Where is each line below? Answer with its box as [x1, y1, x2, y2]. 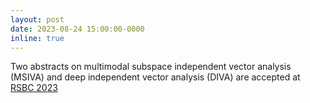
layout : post [10, 14, 65, 25]
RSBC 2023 [10, 82, 58, 94]
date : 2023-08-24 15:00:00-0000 [10, 24, 145, 34]
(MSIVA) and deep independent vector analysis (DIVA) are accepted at [10, 71, 301, 83]
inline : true [10, 33, 65, 43]
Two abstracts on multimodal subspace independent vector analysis [10, 61, 292, 73]
